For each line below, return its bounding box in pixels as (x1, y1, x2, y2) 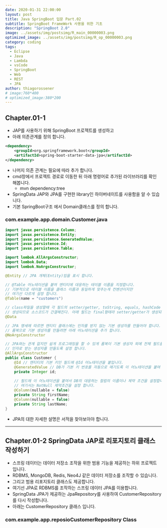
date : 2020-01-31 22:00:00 (5, 7, 61, 12)
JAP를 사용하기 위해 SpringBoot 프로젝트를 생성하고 (12, 127, 114, 133)
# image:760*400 (5, 91, 39, 96)
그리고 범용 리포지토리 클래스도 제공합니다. (12, 479, 95, 485)
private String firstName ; (14, 393, 70, 398)
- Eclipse (9, 49, 30, 54)
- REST (9, 77, 23, 82)
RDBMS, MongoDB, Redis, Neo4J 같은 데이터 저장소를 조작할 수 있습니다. (12, 472, 158, 478)
